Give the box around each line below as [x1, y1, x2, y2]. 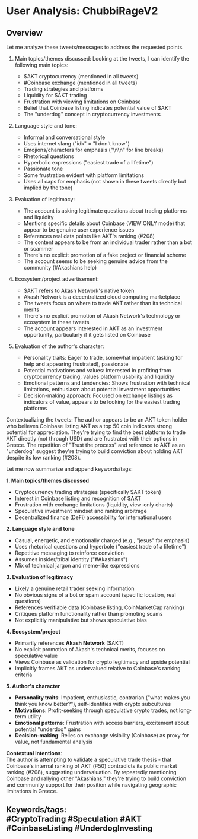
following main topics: [14, 61, 69, 68]
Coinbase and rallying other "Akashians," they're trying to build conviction [6, 775, 187, 782]
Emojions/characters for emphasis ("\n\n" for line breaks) [23, 147, 164, 153]
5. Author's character [6, 683, 60, 689]
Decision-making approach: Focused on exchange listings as [23, 392, 173, 399]
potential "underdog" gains [14, 726, 81, 733]
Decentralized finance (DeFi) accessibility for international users [14, 514, 172, 521]
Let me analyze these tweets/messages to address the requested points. [6, 43, 184, 50]
